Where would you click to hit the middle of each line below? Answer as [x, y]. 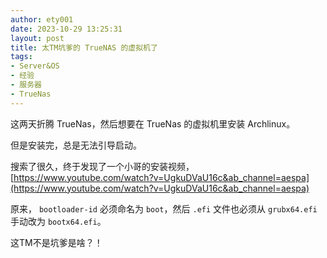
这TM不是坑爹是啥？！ [56, 242]
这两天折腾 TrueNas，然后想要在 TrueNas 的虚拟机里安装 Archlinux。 [153, 123]
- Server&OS [35, 66]
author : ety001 [42, 19]
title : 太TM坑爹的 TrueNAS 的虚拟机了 [84, 47]
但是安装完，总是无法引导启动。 [76, 145]
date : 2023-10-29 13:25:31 [66, 29]
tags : [21, 57]
